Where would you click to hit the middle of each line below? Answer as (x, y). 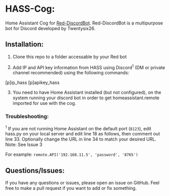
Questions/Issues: (35, 170)
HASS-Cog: (30, 9)
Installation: (25, 45)
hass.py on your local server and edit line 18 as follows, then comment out (83, 134)
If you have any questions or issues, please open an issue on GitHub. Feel (82, 183)
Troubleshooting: (27, 117)
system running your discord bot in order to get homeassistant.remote (86, 98)
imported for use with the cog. (44, 103)
